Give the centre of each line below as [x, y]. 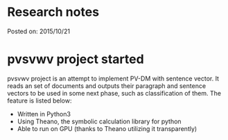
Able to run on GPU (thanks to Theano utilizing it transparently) [107, 128]
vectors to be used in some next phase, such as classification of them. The [114, 93]
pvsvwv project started [76, 59]
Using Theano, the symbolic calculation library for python [99, 121]
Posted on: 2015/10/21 [39, 31]
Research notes [53, 12]
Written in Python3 [44, 114]
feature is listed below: [40, 100]
